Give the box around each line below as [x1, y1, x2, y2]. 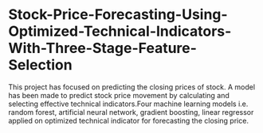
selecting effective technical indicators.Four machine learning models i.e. [8, 99, 249, 108]
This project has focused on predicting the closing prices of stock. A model [8, 82, 256, 92]
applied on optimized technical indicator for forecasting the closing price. [8, 116, 249, 125]
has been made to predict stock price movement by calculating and [8, 90, 230, 100]
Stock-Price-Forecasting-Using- [8, 6, 229, 24]
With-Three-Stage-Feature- [8, 40, 198, 57]
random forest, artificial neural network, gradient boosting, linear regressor [8, 107, 254, 116]
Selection [8, 56, 73, 74]
